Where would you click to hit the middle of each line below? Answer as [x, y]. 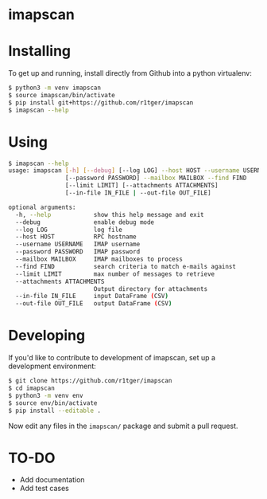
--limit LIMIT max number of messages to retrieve [115, 274]
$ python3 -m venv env [46, 395]
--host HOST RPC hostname [76, 237]
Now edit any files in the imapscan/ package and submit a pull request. [123, 426]
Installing [40, 51]
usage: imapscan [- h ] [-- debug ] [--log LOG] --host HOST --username [124, 171]
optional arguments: [43, 207]
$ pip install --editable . [55, 411]
